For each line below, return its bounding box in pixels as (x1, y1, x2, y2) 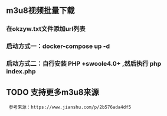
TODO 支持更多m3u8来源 (6, 87, 99, 97)
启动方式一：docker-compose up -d (6, 42, 110, 50)
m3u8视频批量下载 (6, 5, 75, 16)
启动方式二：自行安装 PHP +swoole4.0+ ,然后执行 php (6, 60, 162, 68)
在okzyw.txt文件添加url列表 (6, 25, 86, 33)
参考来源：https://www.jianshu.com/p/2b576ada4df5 (8, 104, 132, 110)
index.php (6, 67, 37, 76)
